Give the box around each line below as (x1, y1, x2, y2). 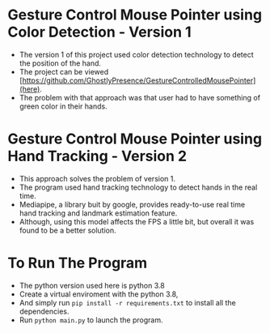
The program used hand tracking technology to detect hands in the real (19, 182, 258, 192)
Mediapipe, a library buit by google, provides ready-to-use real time (19, 199, 246, 209)
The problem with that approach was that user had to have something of (19, 92, 260, 102)
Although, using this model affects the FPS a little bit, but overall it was (19, 216, 255, 226)
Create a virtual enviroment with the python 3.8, (19, 289, 179, 299)
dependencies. (19, 306, 70, 316)
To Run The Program (7, 254, 148, 272)
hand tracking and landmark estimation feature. (19, 208, 178, 218)
